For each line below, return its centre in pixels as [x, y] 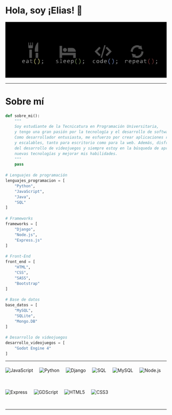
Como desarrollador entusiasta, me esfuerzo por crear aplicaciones [89, 137]
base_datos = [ [21, 305]
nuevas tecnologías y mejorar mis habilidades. [66, 153]
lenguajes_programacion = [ [35, 181]
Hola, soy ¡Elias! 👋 [44, 11]
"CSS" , [21, 272]
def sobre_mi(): [23, 116]
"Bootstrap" [27, 283]
